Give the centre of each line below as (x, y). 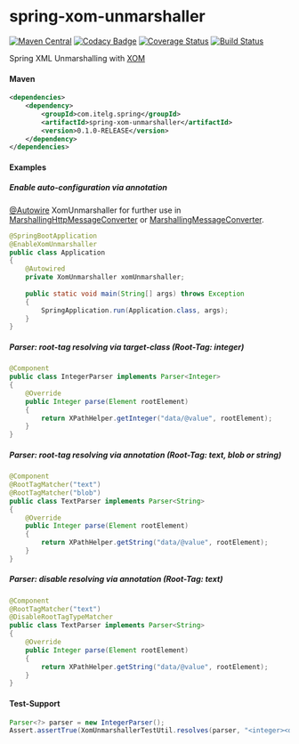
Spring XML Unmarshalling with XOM (77, 58)
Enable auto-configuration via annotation (88, 188)
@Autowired (45, 269)
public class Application (57, 252)
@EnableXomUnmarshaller (53, 244)
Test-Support (35, 703)
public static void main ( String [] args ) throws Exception (135, 294)
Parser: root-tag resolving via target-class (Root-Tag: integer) (127, 347)
